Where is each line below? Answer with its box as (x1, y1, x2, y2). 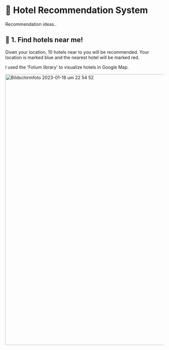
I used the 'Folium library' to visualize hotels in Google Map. (5, 64, 129, 70)
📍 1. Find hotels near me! (5, 36, 83, 44)
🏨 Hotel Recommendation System (5, 5, 148, 16)
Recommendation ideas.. (5, 21, 57, 27)
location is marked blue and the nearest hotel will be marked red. (5, 54, 140, 60)
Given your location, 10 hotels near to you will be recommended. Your (5, 49, 149, 55)
